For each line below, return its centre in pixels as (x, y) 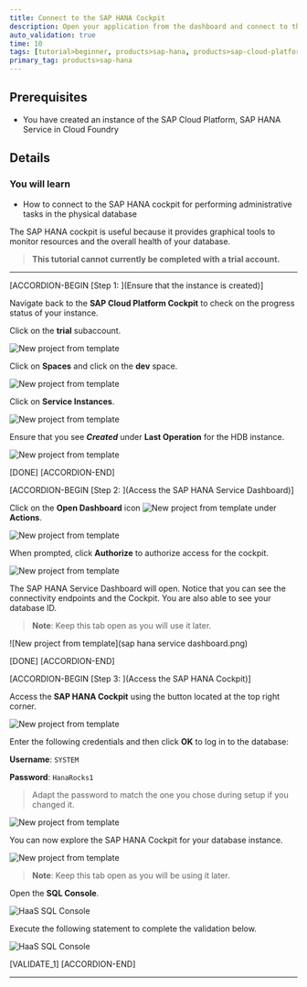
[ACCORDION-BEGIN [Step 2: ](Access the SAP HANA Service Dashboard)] (152, 489)
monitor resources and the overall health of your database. (120, 241)
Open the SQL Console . (54, 893)
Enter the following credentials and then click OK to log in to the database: (149, 741)
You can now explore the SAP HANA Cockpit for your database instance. (146, 840)
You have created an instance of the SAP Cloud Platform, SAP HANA (152, 119)
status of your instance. (54, 313)
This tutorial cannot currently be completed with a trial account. (156, 259)
